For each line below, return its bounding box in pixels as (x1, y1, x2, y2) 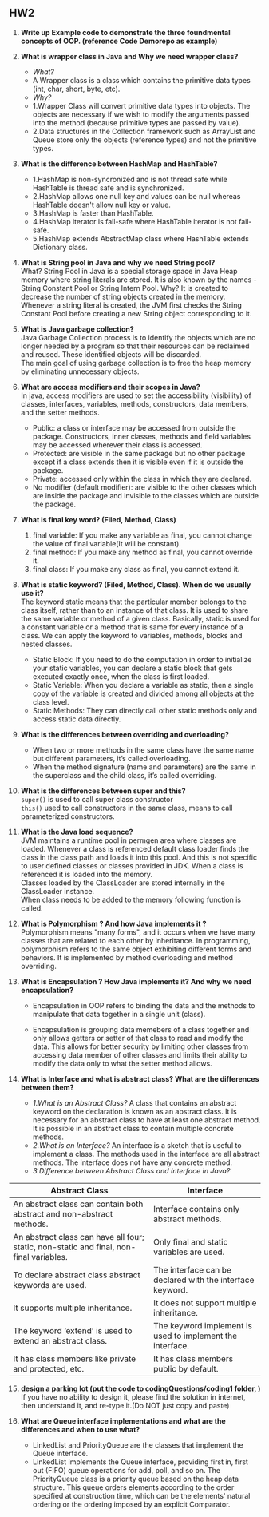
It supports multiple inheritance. (13, 1302, 133, 1313)
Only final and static (153, 1236, 228, 1247)
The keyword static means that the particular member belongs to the (20, 597, 247, 606)
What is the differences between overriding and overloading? (20, 729, 230, 739)
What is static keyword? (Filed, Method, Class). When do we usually (20, 579, 251, 590)
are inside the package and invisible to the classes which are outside (32, 490, 259, 500)
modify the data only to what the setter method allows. (32, 1058, 212, 1068)
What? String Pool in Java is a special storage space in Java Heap (20, 266, 238, 276)
